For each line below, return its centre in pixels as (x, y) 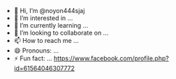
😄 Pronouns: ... (36, 51)
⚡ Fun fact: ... (33, 58)
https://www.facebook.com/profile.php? (111, 58)
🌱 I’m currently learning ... (51, 25)
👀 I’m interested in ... (43, 18)
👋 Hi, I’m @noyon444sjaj (49, 11)
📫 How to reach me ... (46, 41)
